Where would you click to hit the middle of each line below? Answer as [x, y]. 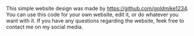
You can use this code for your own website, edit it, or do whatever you [92, 15]
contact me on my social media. [45, 27]
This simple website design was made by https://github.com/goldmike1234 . [98, 8]
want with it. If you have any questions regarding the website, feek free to [95, 21]
